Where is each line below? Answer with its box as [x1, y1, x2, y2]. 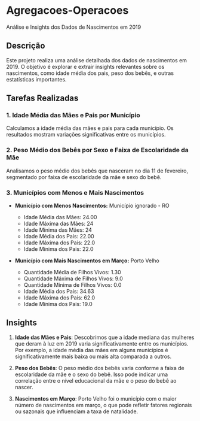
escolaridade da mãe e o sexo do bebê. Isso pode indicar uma [14, 371, 168, 378]
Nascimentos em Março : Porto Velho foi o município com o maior [14, 395, 177, 402]
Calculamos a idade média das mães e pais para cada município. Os [6, 125, 174, 132]
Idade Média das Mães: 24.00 [23, 214, 97, 221]
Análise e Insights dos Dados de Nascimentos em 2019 [6, 23, 141, 31]
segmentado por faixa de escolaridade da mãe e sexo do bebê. [6, 173, 162, 180]
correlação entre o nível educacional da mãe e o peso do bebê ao [14, 377, 177, 384]
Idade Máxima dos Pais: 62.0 [23, 294, 96, 301]
